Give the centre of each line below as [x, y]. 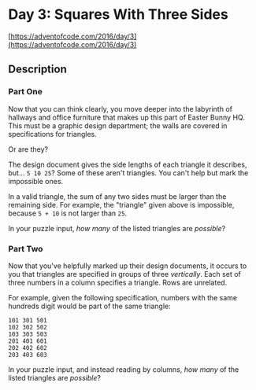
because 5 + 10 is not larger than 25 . [68, 213]
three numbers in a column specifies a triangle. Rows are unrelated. [118, 282]
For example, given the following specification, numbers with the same [123, 297]
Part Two [26, 248]
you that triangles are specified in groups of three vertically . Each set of [125, 274]
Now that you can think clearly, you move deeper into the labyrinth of [120, 109]
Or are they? [28, 149]
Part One [26, 92]
